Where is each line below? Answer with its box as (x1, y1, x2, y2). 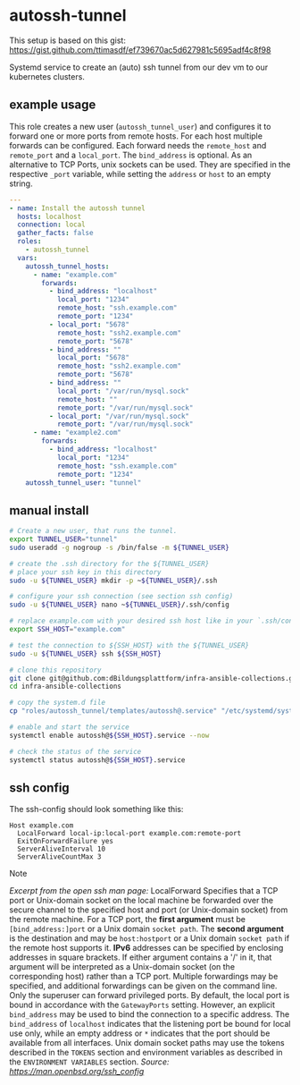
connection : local (17, 220, 87, 229)
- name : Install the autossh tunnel (9, 203, 146, 213)
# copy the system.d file (9, 699, 105, 708)
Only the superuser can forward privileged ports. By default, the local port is (9, 990, 290, 1001)
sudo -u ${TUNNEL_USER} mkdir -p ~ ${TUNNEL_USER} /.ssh (9, 576, 218, 585)
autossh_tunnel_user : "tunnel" (25, 478, 142, 487)
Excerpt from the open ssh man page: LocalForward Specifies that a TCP (9, 886, 279, 896)
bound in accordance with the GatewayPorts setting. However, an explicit (9, 999, 275, 1011)
